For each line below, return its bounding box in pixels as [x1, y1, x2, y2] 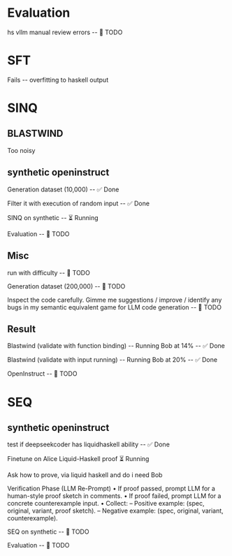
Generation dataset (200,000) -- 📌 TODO [7, 281, 126, 291]
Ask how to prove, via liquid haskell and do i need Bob [7, 471, 163, 479]
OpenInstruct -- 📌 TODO [7, 370, 78, 378]
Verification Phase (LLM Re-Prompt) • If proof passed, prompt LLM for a [7, 484, 215, 493]
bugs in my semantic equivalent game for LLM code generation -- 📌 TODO [7, 302, 222, 312]
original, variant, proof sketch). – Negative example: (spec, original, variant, [7, 506, 224, 515]
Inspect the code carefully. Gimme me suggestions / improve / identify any [7, 295, 222, 304]
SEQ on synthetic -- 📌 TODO [7, 527, 89, 536]
